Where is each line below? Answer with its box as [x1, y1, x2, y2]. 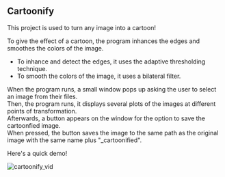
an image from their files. [7, 92, 78, 100]
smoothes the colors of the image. [7, 44, 104, 52]
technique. [16, 64, 48, 72]
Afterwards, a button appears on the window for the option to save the [7, 114, 205, 122]
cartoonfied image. [7, 121, 61, 129]
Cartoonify [7, 5, 55, 17]
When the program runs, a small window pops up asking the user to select [7, 85, 217, 93]
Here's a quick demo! [7, 149, 68, 157]
